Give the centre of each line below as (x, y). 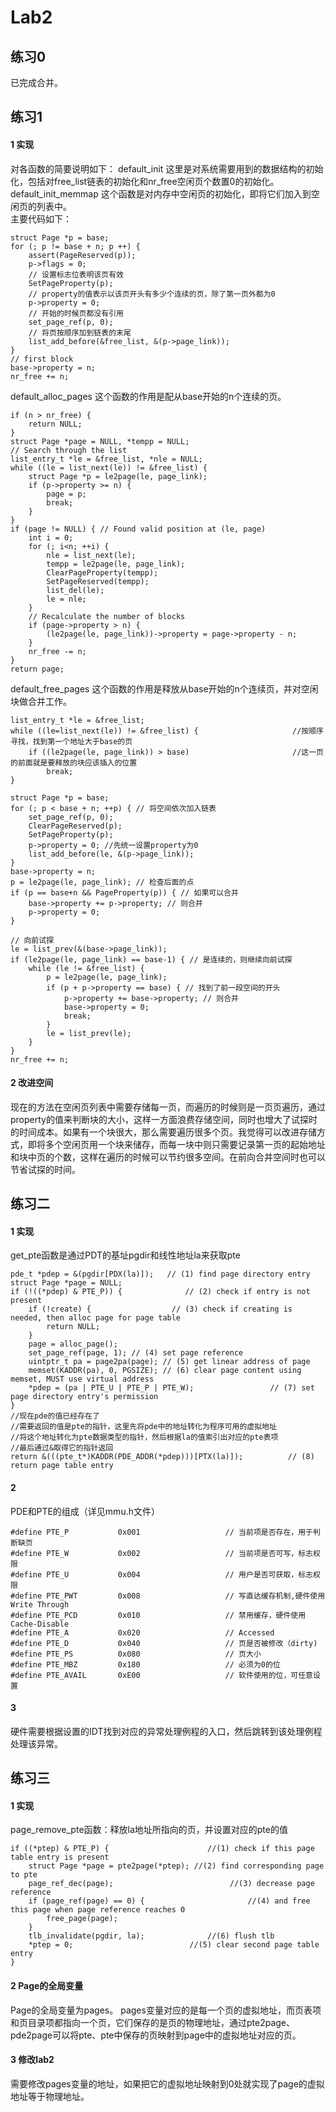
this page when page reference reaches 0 (98, 1910)
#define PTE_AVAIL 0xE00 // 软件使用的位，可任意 (162, 1675)
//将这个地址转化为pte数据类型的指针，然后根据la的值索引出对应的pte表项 (144, 1437)
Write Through (40, 1604)
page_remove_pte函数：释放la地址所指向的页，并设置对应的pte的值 (149, 1830)
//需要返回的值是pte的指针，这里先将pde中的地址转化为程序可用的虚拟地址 (143, 1427)
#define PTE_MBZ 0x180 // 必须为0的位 (145, 1664)
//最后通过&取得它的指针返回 (62, 1448)
